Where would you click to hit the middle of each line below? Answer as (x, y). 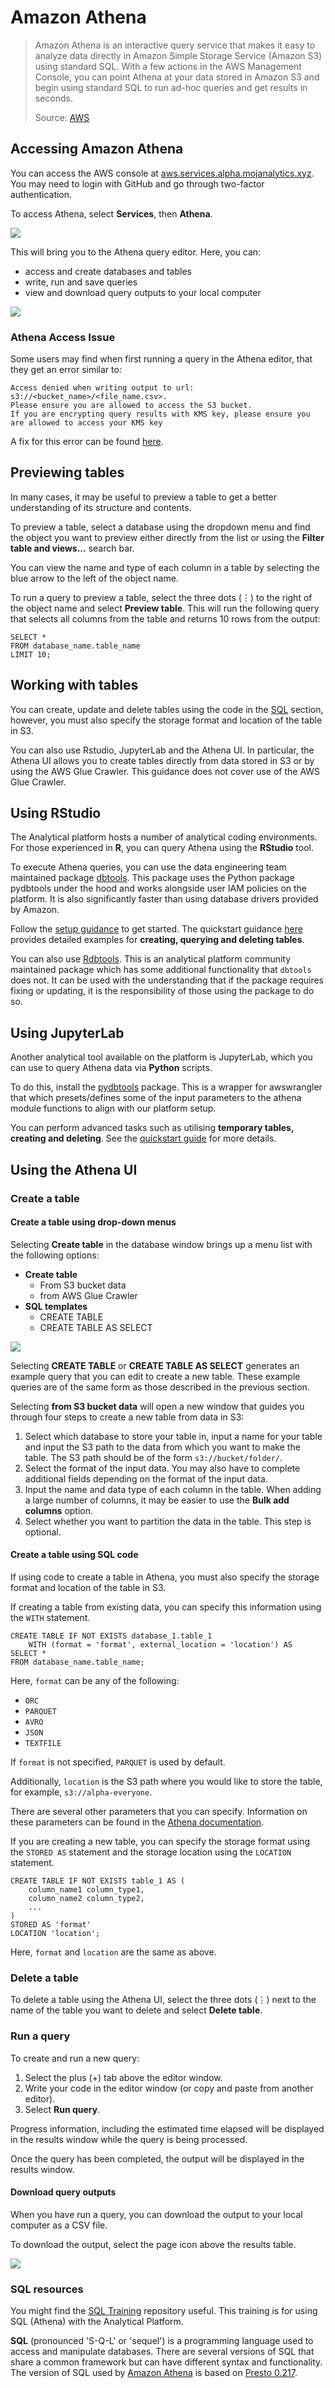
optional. (43, 1532)
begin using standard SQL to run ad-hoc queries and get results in (171, 87)
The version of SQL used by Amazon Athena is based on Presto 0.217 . (154, 2373)
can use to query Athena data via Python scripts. (111, 1068)
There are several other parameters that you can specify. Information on (159, 1812)
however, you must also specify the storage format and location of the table (166, 720)
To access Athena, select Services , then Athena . (111, 213)
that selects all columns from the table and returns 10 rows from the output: (165, 618)
